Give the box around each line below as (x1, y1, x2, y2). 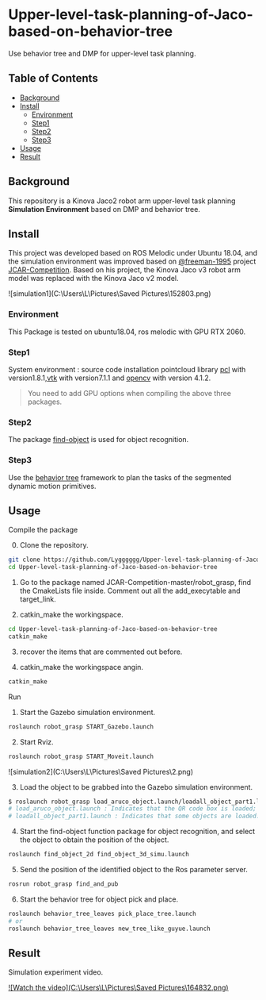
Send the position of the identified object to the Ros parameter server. (19, 865, 248, 874)
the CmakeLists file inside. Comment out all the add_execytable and (19, 586, 241, 596)
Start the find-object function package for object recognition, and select (19, 827, 256, 837)
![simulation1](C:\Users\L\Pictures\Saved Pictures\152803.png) (8, 289, 211, 298)
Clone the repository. (19, 540, 89, 550)
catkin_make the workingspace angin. (19, 662, 144, 671)
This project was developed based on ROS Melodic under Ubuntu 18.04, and (8, 248, 257, 258)
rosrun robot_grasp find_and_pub (8, 880, 119, 888)
